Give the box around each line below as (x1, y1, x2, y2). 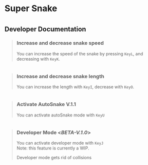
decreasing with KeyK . (16, 56, 60, 62)
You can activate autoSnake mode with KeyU (16, 112, 105, 118)
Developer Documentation (4, 25, 86, 33)
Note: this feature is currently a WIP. (16, 145, 90, 151)
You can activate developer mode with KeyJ (16, 140, 104, 146)
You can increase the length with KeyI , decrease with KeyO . (16, 84, 134, 90)
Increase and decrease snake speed (16, 40, 104, 47)
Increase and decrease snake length (16, 73, 105, 80)
